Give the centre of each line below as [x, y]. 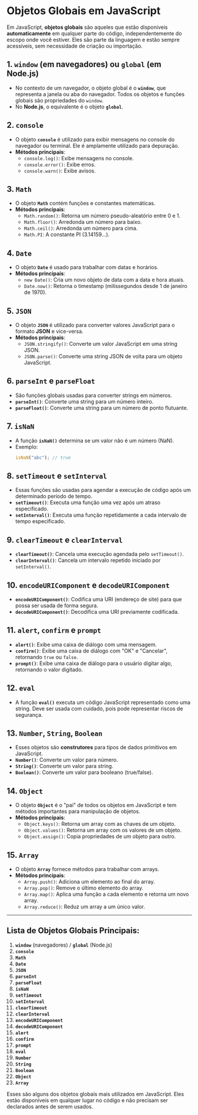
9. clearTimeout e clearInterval [65, 540]
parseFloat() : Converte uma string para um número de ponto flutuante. [102, 408]
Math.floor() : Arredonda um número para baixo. [83, 222]
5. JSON [19, 311]
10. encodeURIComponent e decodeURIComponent [88, 585]
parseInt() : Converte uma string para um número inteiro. [84, 401]
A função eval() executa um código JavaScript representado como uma [103, 702]
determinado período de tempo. [54, 497]
